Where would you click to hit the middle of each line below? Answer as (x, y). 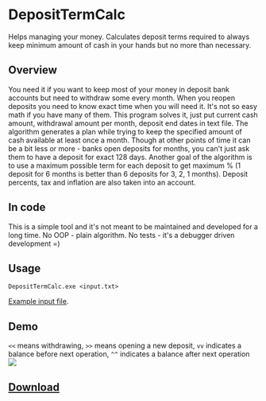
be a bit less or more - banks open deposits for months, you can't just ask (129, 148)
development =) (35, 243)
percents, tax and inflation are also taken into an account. (102, 182)
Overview (33, 70)
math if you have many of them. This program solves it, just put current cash (133, 115)
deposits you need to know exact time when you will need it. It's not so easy (133, 106)
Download (34, 387)
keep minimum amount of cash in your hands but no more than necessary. (130, 45)
